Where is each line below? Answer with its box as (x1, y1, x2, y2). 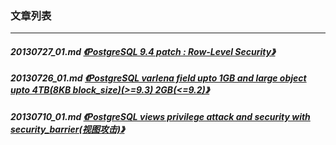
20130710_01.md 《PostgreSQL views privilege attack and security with (10, 110, 311, 122)
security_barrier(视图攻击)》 (10, 123, 125, 135)
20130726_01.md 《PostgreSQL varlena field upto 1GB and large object (10, 72, 307, 84)
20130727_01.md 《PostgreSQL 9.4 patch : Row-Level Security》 (10, 45, 276, 57)
